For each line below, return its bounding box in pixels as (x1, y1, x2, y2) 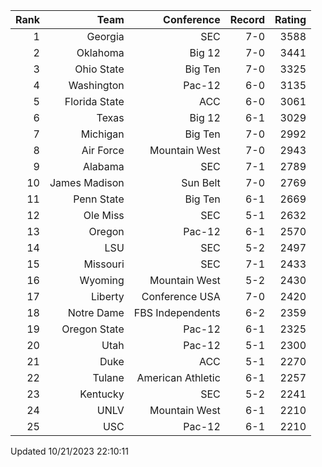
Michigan (80, 127, 125, 141)
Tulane (92, 371, 125, 384)
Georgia (86, 30, 125, 43)
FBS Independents (133, 306, 221, 319)
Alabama (82, 160, 125, 173)
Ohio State (74, 62, 125, 76)
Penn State (73, 192, 125, 206)
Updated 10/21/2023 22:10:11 (10, 445, 129, 457)
